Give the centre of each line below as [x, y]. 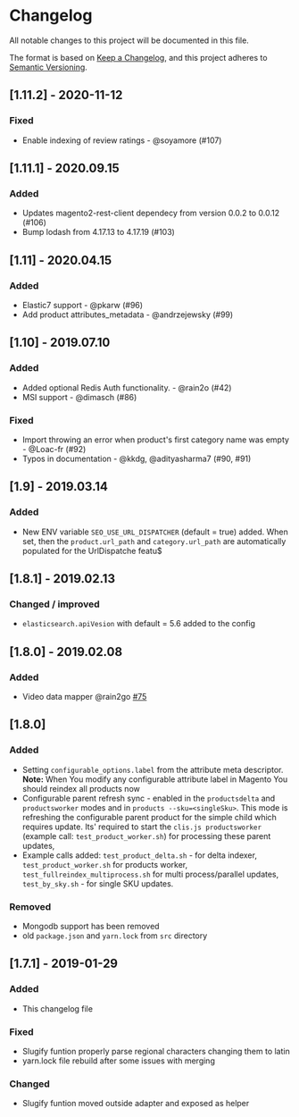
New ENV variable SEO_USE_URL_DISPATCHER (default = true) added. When [155, 532]
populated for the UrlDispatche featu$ [92, 550]
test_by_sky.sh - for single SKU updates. [98, 883]
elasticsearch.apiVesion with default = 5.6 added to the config [139, 624]
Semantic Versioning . [48, 67]
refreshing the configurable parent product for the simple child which [149, 817]
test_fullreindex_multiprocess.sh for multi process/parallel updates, [150, 874]
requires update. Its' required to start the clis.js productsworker [141, 827]
